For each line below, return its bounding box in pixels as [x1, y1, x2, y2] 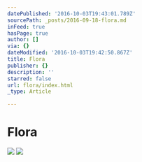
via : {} [7, 43, 30, 50]
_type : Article [7, 88, 52, 95]
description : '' [7, 68, 55, 75]
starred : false [7, 75, 52, 82]
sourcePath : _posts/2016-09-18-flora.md [7, 17, 127, 24]
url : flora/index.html [7, 82, 73, 89]
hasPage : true [7, 29, 49, 37]
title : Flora [7, 56, 45, 63]
